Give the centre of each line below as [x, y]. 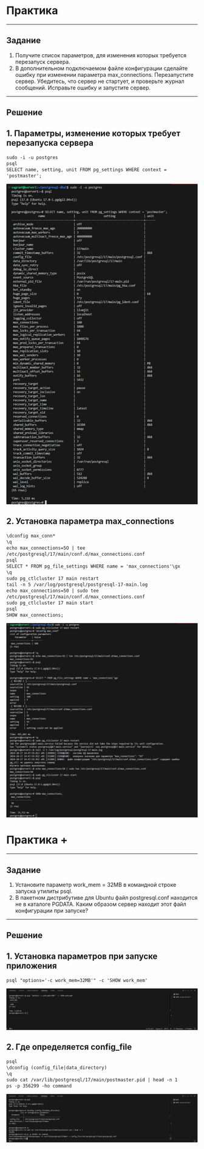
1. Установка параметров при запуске [82, 956]
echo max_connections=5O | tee [46, 548]
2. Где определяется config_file [69, 1047]
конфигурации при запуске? [52, 911]
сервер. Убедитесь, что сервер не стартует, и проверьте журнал [100, 81]
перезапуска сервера [50, 143]
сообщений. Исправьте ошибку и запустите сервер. [83, 87]
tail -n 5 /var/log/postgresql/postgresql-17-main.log [77, 585]
